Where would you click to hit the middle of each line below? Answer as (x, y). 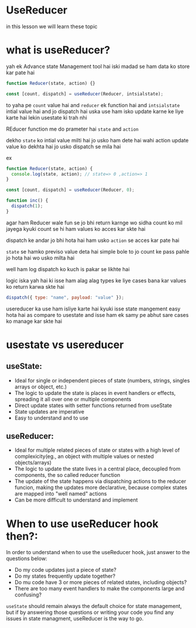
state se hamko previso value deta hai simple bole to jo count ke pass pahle (98, 251)
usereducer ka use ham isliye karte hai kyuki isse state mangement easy (93, 309)
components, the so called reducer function (67, 475)
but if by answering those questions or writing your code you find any (90, 612)
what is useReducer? (58, 50)
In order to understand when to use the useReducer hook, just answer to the (98, 552)
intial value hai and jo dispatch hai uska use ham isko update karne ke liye (95, 111)
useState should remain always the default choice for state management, (94, 606)
